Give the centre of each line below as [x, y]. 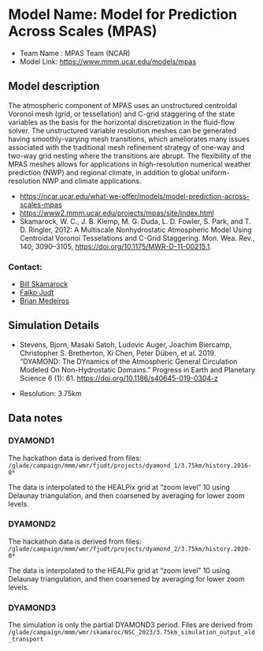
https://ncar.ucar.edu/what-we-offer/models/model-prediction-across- [135, 196]
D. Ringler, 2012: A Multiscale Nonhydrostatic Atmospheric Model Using [135, 230]
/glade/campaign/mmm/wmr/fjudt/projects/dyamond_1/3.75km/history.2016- [130, 466]
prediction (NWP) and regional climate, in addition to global [104, 172]
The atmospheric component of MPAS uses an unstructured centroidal [123, 105]
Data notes [35, 419]
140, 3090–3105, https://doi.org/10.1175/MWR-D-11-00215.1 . [116, 246]
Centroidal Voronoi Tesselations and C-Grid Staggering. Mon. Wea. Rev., [137, 238]
